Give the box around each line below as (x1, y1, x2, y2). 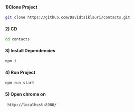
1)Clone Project (5, 4, 37, 10)
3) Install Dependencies (5, 47, 56, 53)
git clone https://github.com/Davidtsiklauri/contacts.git (5, 15, 131, 20)
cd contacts (5, 37, 30, 42)
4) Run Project (5, 69, 36, 75)
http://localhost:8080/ (7, 102, 57, 107)
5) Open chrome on (5, 91, 46, 97)
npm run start (5, 80, 35, 86)
